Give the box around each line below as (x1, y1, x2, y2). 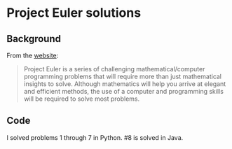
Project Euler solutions (6, 5, 142, 21)
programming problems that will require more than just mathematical (23, 72, 222, 80)
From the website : (6, 51, 59, 59)
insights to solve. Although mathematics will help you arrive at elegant (23, 80, 226, 88)
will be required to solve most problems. (23, 94, 140, 103)
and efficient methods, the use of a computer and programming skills (23, 87, 224, 95)
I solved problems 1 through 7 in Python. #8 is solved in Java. (6, 133, 184, 141)
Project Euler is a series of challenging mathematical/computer (23, 65, 205, 73)
